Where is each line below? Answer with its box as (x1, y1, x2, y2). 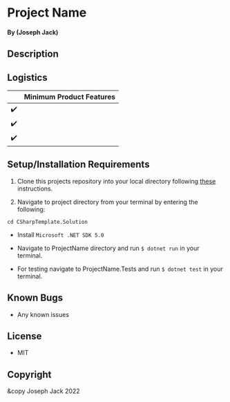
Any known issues (17, 310, 70, 318)
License (7, 330, 42, 342)
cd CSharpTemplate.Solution (7, 218, 88, 225)
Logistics (7, 71, 48, 84)
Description (7, 48, 59, 60)
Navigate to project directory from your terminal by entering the (17, 198, 198, 206)
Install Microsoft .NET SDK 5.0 (17, 230, 104, 239)
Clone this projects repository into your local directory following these (17, 177, 216, 185)
